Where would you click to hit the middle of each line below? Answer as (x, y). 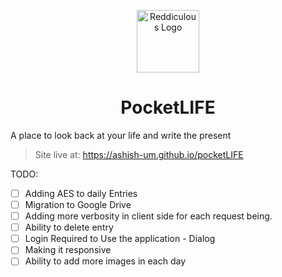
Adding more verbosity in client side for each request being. (148, 216)
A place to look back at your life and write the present (121, 135)
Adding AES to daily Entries (81, 193)
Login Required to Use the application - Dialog (120, 239)
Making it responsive (68, 250)
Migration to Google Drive (78, 204)
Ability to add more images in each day (105, 261)
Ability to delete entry (69, 227)
